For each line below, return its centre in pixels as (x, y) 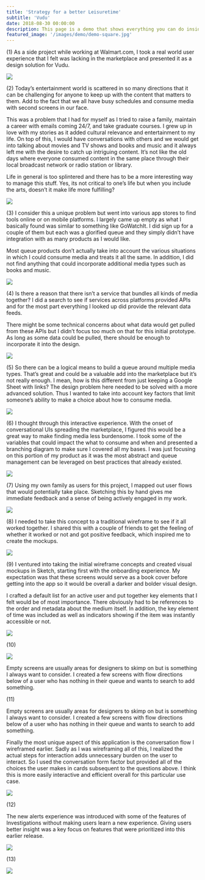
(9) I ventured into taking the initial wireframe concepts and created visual (99, 564)
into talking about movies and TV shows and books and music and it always (101, 146)
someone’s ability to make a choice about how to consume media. (89, 400)
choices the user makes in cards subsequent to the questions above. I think (101, 768)
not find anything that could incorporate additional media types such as (96, 264)
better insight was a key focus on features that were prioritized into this (96, 829)
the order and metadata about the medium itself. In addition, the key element (103, 608)
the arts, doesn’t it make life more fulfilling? (60, 190)
